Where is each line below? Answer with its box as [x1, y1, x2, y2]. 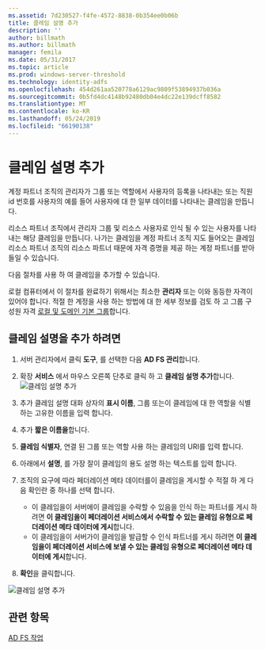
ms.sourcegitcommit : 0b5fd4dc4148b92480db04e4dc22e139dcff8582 [8, 93, 221, 101]
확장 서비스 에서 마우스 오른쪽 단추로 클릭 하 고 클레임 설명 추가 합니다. [19, 371, 235, 380]
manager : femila [8, 48, 62, 56]
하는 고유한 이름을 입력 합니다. [19, 407, 113, 417]
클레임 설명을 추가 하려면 [8, 332, 121, 346]
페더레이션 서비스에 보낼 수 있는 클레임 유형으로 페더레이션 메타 [52, 541, 244, 551]
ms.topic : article [8, 63, 69, 71]
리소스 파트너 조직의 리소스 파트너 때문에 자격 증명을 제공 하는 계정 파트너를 [8, 243, 240, 252]
